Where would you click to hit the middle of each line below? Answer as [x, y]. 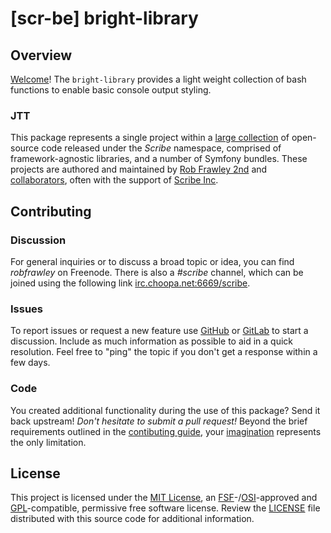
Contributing [51, 211]
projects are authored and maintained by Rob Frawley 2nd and [139, 169]
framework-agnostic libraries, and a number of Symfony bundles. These [159, 159]
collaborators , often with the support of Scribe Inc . [114, 180]
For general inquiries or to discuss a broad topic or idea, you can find [152, 261]
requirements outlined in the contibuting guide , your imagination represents [166, 431]
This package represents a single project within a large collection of [150, 138]
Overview [41, 55]
